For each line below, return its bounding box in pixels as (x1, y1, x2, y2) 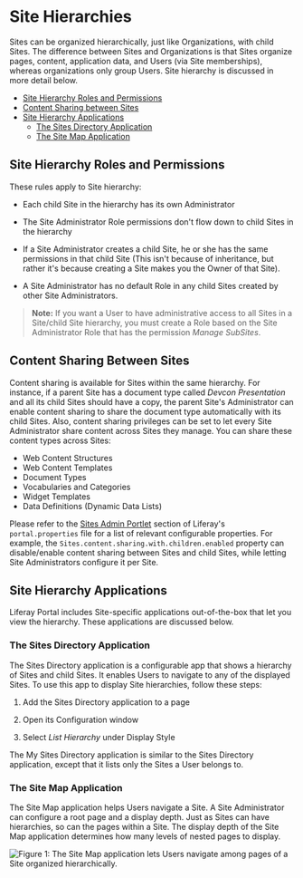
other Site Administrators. (22, 290, 118, 301)
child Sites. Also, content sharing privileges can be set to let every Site (9, 415, 272, 427)
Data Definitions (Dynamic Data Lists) (22, 500, 163, 511)
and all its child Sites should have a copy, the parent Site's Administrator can (9, 396, 294, 407)
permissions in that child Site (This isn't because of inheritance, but (22, 253, 274, 264)
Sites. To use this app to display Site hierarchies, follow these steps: (9, 679, 262, 690)
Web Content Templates (22, 462, 113, 473)
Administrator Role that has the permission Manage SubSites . (31, 326, 261, 337)
